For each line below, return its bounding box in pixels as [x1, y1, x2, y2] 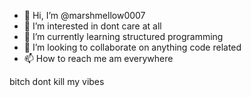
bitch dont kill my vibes [9, 76, 105, 87]
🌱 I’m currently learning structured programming [23, 31, 224, 42]
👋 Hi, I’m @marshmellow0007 [23, 10, 146, 21]
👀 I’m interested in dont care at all [23, 20, 162, 32]
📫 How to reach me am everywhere [23, 53, 174, 64]
